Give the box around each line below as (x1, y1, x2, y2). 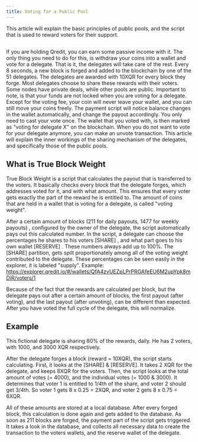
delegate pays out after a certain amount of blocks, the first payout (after (6, 292, 184, 299)
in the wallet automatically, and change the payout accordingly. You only (6, 111, 183, 118)
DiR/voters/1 (6, 274, 36, 281)
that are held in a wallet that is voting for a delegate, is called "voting (6, 200, 173, 207)
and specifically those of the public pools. (6, 142, 108, 149)
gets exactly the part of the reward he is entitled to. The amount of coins (6, 194, 183, 201)
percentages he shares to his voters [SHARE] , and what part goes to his (6, 237, 183, 244)
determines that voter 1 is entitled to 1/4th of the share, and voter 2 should (6, 380, 186, 387)
